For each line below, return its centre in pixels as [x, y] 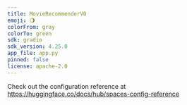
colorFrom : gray [31, 27]
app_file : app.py [33, 54]
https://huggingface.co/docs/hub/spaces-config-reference [93, 94]
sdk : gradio [25, 40]
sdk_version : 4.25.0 [38, 47]
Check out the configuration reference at [67, 86]
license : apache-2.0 [38, 66]
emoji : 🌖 [21, 20]
